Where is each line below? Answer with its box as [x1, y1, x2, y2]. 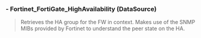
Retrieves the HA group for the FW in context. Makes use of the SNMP [20, 19, 196, 26]
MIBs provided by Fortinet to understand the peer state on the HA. [20, 25, 185, 32]
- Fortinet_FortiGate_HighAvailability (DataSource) [5, 5, 157, 13]
